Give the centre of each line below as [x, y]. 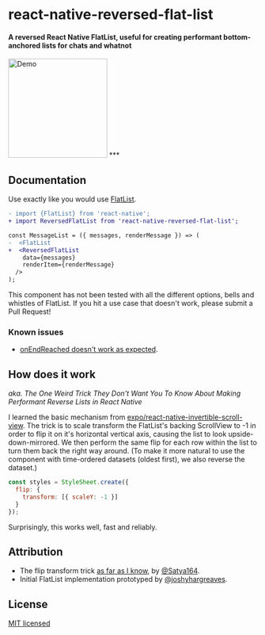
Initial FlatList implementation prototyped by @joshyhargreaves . [123, 580]
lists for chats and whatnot [87, 45]
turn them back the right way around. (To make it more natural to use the [127, 451]
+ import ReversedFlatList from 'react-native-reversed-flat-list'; [123, 221]
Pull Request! [30, 312]
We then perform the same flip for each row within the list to [159, 442]
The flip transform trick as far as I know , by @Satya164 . [110, 571]
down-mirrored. [34, 442]
